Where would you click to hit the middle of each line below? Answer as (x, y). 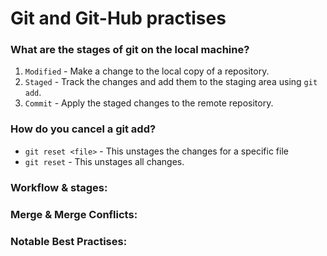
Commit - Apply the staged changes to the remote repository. (149, 103)
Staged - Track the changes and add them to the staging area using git (171, 82)
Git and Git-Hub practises (118, 18)
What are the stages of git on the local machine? (130, 50)
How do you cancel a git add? (83, 129)
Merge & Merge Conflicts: (74, 214)
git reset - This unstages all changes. (104, 161)
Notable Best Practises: (69, 241)
